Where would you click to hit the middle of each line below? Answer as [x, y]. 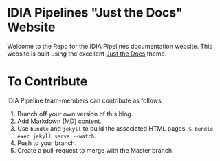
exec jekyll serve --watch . [56, 136]
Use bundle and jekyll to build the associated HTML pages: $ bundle [115, 128]
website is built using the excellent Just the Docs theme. [87, 54]
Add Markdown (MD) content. [59, 121]
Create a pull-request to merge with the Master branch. [95, 150]
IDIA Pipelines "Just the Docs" [95, 13]
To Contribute [47, 82]
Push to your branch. [47, 143]
